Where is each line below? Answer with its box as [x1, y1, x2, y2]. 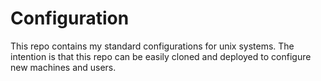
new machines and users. [10, 61, 117, 73]
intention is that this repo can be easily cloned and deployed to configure [10, 50, 312, 62]
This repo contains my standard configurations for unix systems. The [10, 40, 295, 52]
